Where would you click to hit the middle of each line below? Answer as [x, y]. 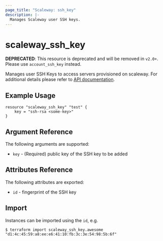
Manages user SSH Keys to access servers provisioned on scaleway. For [81, 74]
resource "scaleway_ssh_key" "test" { [46, 108]
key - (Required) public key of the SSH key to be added [70, 154]
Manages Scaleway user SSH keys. [45, 19]
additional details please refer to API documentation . [60, 79]
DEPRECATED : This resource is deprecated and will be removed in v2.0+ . [82, 59]
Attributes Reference [39, 170]
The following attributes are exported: [45, 182]
